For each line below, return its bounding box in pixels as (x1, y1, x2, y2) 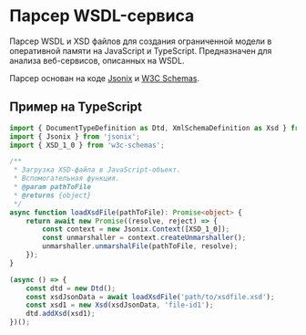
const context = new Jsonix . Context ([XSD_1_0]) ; (42, 225, 230, 234)
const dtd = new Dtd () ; (25, 284, 117, 293)
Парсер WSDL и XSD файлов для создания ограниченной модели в (9, 36, 272, 47)
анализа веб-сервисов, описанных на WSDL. (9, 55, 185, 66)
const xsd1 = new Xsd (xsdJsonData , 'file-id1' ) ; (25, 300, 214, 310)
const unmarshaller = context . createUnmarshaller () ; (42, 234, 247, 243)
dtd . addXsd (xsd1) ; (25, 309, 96, 319)
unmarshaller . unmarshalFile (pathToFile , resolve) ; (42, 242, 239, 251)
